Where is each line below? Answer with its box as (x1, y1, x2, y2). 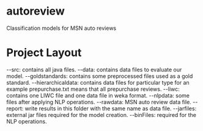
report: (6, 105, 24, 112)
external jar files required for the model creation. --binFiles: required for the (6, 111, 197, 118)
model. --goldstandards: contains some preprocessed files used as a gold (6, 72, 193, 80)
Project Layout (6, 46, 82, 60)
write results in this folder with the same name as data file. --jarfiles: (24, 105, 197, 112)
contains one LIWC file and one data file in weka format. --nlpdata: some (6, 91, 190, 99)
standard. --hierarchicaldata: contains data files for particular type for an (6, 79, 190, 86)
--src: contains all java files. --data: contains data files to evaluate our (6, 66, 182, 73)
